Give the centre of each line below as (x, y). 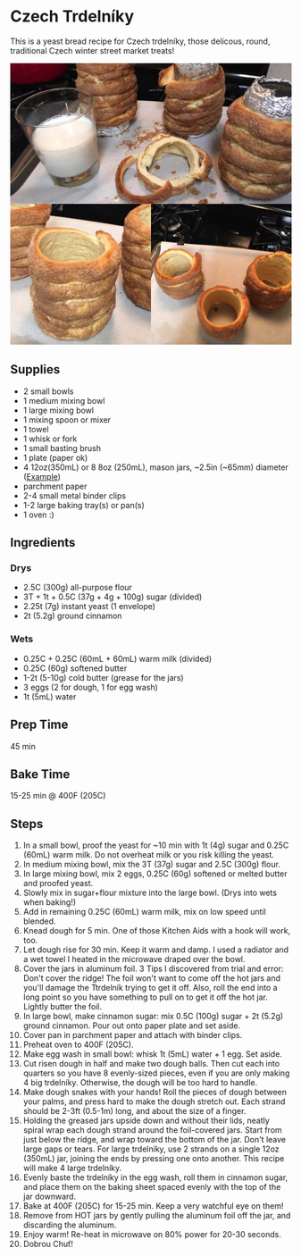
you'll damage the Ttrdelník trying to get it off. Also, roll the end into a (150, 988)
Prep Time (39, 725)
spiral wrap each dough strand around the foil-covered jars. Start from (152, 1130)
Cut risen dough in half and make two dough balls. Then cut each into (151, 1064)
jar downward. (50, 1197)
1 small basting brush (62, 448)
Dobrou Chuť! (48, 1244)
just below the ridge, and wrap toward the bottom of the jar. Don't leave (155, 1140)
